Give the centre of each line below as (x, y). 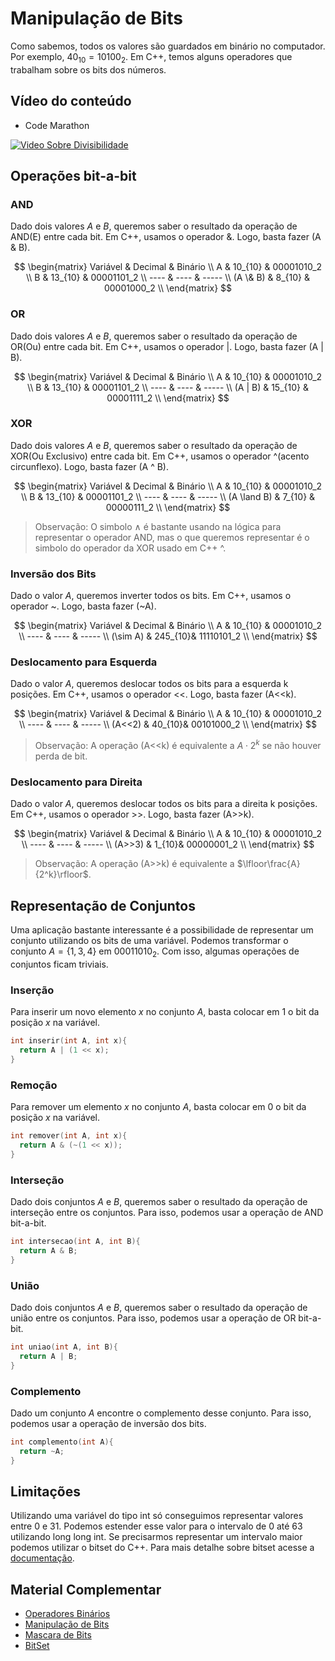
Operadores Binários (67, 1614)
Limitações (45, 1491)
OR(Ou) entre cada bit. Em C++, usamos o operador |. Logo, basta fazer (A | (167, 346)
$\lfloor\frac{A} (268, 864)
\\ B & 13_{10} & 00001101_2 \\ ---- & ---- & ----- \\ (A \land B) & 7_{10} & (168, 496)
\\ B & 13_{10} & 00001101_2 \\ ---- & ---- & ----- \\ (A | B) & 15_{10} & (168, 387)
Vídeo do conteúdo (71, 101)
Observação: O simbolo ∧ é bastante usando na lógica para (158, 526)
